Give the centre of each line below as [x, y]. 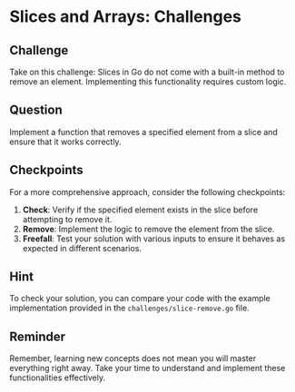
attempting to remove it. [67, 219]
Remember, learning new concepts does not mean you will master [133, 358]
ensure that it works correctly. [65, 142]
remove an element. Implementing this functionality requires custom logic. [148, 82]
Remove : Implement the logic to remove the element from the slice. [148, 229]
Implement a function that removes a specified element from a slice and [144, 132]
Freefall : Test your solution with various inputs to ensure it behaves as [154, 239]
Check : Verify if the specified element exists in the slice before [140, 210]
